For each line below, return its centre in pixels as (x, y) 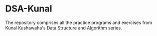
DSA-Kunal (29, 9)
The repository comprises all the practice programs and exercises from (79, 22)
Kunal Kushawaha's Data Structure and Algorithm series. (64, 27)
